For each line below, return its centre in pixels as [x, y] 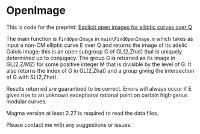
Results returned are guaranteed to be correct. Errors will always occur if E [99, 88]
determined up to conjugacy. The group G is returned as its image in [91, 58]
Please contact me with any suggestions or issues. [69, 124]
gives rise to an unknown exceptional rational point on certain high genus [97, 95]
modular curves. [27, 101]
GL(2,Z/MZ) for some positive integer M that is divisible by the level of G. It [99, 64]
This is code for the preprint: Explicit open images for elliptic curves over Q [99, 27]
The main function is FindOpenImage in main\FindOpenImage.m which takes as [100, 38]
